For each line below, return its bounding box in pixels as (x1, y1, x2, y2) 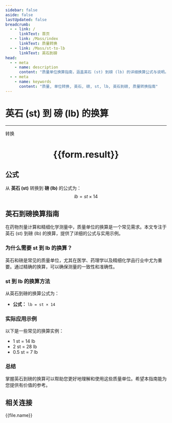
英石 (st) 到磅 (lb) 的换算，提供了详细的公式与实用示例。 (5, 230, 124, 237)
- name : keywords (14, 79, 52, 84)
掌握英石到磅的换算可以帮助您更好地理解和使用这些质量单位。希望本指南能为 (5, 375, 167, 381)
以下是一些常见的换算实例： (5, 328, 64, 334)
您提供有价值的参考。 (5, 382, 50, 388)
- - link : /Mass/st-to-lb (10, 46, 66, 51)
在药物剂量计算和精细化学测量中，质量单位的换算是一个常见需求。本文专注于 (5, 224, 167, 230)
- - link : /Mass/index (10, 36, 58, 42)
